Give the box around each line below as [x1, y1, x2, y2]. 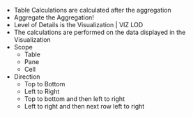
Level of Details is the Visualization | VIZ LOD [13, 21, 144, 29]
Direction [13, 72, 40, 81]
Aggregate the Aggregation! [13, 13, 94, 22]
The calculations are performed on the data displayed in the [13, 28, 186, 36]
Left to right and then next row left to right [24, 102, 145, 110]
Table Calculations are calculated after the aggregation [13, 6, 172, 14]
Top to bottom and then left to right [24, 95, 125, 103]
